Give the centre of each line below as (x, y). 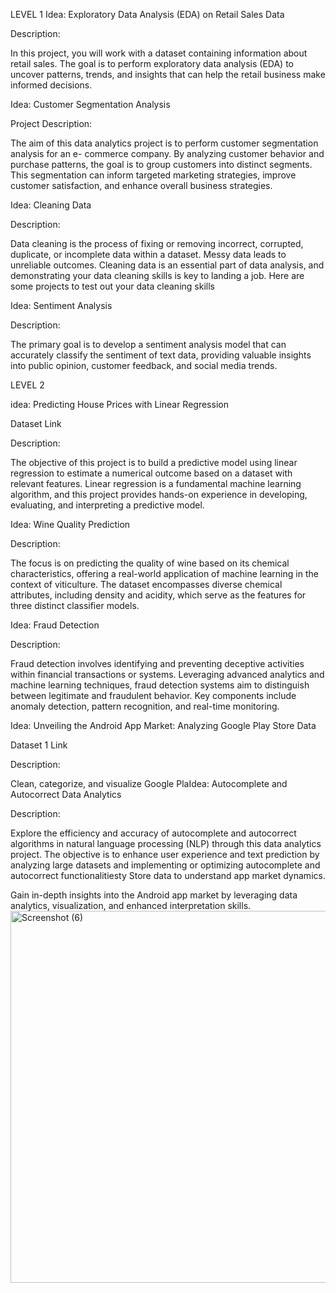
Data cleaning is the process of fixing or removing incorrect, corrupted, (157, 243)
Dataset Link (36, 423)
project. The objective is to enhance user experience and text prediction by (165, 854)
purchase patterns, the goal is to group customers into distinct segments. (161, 164)
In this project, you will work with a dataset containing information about (159, 53)
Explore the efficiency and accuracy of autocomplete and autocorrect (153, 833)
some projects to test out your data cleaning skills (112, 286)
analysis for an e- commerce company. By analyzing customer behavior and (167, 153)
